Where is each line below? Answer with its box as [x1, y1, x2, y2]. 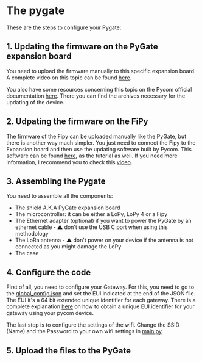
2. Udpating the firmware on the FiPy [6, 117, 148, 127]
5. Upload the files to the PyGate [6, 346, 131, 356]
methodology [15, 230, 49, 237]
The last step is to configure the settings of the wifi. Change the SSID [6, 321, 180, 328]
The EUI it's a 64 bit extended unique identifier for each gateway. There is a [6, 297, 196, 304]
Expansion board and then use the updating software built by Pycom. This [6, 145, 192, 153]
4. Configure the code [6, 267, 91, 278]
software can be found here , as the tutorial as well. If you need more [6, 152, 178, 159]
